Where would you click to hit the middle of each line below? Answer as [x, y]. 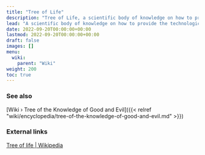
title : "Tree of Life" [35, 12]
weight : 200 [21, 69]
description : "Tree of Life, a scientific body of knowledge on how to [99, 18]
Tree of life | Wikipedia [35, 145]
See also [19, 96]
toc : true [19, 75]
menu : [13, 52]
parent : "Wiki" [37, 63]
